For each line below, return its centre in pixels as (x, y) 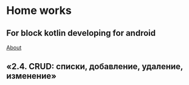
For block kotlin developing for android (81, 33)
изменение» (31, 76)
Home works (39, 11)
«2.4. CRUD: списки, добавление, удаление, (95, 66)
